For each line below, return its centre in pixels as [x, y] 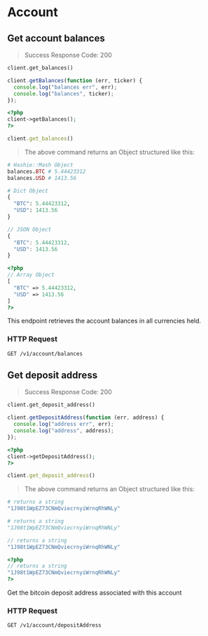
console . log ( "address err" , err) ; [64, 424]
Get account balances [56, 38]
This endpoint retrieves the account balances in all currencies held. [104, 321]
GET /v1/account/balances [45, 353]
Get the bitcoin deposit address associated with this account [95, 593]
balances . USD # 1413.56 [42, 178]
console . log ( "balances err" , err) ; [65, 87]
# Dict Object [28, 190]
